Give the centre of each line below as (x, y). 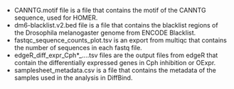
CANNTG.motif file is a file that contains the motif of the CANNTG (110, 10)
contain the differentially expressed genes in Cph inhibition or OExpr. (115, 63)
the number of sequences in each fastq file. (78, 48)
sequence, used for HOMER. (56, 18)
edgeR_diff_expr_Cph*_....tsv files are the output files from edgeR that (116, 55)
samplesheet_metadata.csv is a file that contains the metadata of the (115, 70)
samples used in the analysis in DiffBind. (73, 78)
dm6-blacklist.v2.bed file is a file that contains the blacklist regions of (116, 25)
